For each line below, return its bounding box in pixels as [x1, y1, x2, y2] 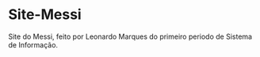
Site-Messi [8, 6, 82, 24]
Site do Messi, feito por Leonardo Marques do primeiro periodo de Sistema [8, 32, 252, 41]
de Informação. [8, 40, 58, 49]
